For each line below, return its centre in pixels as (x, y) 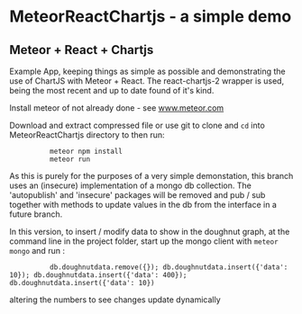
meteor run (70, 159)
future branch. (36, 214)
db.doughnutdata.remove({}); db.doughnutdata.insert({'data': (169, 267)
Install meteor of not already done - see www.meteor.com (117, 108)
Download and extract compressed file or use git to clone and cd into (137, 125)
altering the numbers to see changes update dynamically (115, 300)
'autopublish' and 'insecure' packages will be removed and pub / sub (137, 195)
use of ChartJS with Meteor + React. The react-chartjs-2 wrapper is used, (147, 81)
